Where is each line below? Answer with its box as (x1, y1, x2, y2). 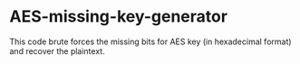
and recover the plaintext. (9, 45, 106, 56)
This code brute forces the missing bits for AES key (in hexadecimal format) (9, 36, 292, 47)
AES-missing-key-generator (9, 6, 228, 27)
